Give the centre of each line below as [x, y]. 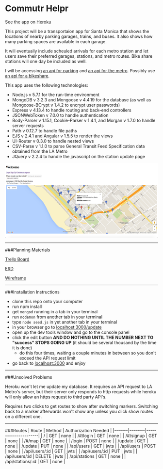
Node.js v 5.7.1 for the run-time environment [56, 95]
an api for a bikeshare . [27, 76]
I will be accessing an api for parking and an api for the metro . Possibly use [80, 70]
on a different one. [24, 416]
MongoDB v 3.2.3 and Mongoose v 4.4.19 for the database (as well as [81, 99]
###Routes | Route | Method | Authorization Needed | [58, 430]
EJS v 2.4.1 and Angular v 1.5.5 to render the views [62, 136]
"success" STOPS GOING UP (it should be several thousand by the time [84, 342]
